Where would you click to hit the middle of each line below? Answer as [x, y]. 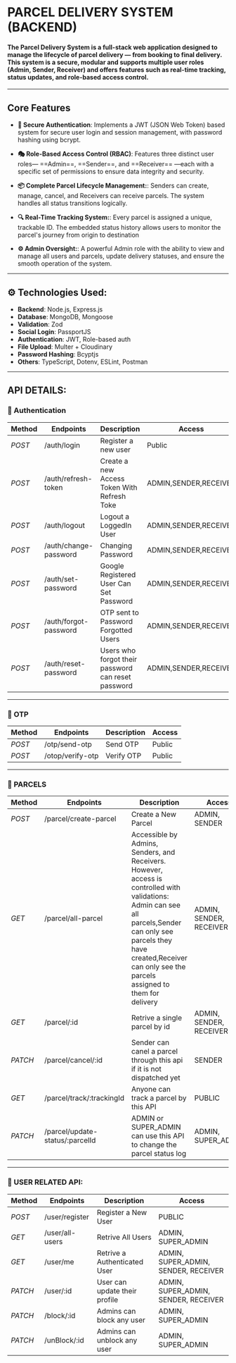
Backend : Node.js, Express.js [60, 309]
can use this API [158, 1136]
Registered [118, 574]
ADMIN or [147, 1118]
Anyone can [151, 1090]
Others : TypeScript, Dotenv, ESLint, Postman [83, 362]
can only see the [158, 967]
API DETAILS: [37, 391]
